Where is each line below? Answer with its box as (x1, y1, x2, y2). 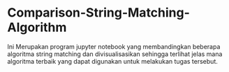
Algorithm (7, 19, 67, 35)
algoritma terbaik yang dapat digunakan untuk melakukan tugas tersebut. (7, 57, 218, 65)
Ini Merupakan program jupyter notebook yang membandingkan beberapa (7, 42, 221, 51)
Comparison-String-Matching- (7, 5, 191, 21)
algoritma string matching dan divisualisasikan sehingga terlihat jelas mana (7, 50, 223, 58)
